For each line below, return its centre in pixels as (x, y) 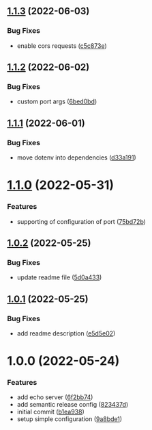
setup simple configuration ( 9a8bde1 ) (70, 419)
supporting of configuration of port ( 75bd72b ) (81, 221)
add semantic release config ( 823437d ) (73, 405)
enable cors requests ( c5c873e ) (62, 46)
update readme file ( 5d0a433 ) (59, 277)
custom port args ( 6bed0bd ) (57, 101)
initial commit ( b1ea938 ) (51, 412)
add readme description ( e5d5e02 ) (66, 333)
